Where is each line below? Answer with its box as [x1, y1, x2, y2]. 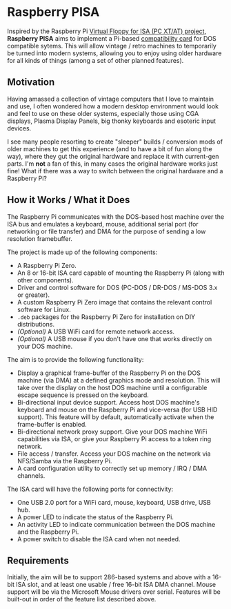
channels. [17, 471, 46, 480]
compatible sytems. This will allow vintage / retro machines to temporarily [7, 41, 217, 50]
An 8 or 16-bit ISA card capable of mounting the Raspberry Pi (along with [17, 269, 225, 277]
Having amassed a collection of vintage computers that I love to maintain [7, 95, 214, 103]
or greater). [17, 291, 50, 299]
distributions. [17, 320, 55, 328]
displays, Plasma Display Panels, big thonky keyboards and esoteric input [7, 117, 216, 125]
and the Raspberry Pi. [17, 528, 79, 536]
